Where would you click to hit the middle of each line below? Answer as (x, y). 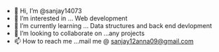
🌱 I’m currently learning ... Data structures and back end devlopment (113, 26)
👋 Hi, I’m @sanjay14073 (48, 11)
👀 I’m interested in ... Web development (71, 18)
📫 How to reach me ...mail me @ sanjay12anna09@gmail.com (104, 41)
